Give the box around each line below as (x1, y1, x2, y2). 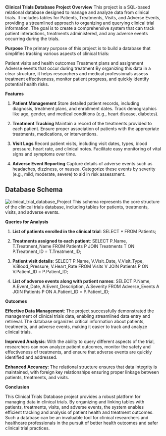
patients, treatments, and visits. (5, 374, 69, 380)
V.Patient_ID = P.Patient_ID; (12, 268, 68, 274)
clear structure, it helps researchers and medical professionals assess (5, 71, 149, 76)
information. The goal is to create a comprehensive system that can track (5, 25, 155, 31)
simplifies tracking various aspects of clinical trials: (5, 50, 110, 56)
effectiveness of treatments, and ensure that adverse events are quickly (5, 349, 152, 355)
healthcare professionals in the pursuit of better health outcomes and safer (5, 420, 159, 426)
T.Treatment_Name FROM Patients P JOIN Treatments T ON (12, 243, 135, 249)
